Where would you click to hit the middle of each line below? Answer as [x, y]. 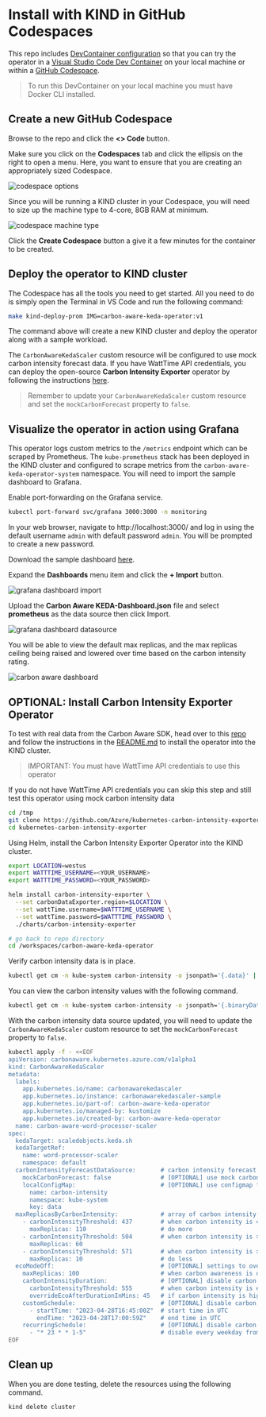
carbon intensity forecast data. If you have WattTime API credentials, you [127, 364]
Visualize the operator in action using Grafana [124, 429]
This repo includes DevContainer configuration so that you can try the [122, 53]
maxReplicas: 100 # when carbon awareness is [138, 1274]
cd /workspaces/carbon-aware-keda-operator [81, 946]
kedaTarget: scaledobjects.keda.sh [74, 1141]
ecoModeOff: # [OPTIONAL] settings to [131, 1266]
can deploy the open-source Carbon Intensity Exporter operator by [119, 372]
